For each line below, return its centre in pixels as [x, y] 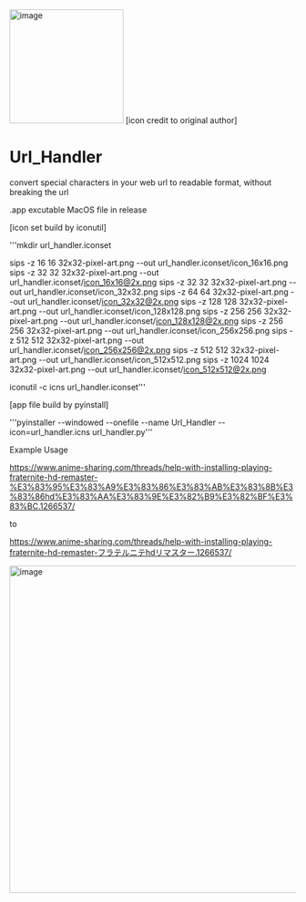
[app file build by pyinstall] [59, 404]
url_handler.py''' [122, 431]
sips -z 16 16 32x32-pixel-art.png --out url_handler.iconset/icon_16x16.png [149, 263]
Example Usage [39, 450]
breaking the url [39, 192]
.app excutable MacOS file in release [78, 210]
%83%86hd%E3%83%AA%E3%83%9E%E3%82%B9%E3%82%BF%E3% [151, 496]
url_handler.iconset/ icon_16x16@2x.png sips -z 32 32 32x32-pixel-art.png [148, 282]
